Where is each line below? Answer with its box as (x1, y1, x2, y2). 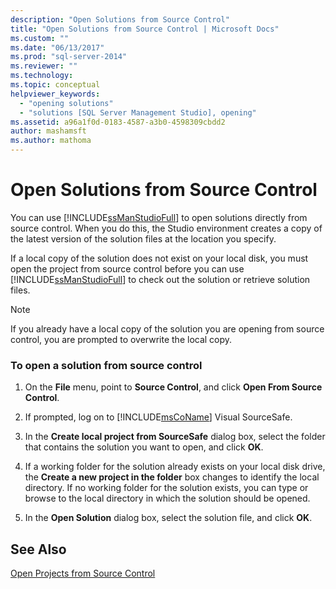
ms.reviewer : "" (10, 61, 78, 71)
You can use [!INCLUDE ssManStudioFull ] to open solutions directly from (10, 211, 308, 223)
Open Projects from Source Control (10, 567, 156, 580)
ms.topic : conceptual (10, 80, 101, 90)
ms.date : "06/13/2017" (10, 42, 105, 53)
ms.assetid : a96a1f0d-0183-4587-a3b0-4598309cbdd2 (10, 117, 226, 127)
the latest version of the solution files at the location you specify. (10, 232, 277, 245)
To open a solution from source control (10, 358, 203, 372)
